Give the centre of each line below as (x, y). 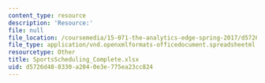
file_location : (33, 38)
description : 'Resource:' (50, 23)
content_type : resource (47, 15)
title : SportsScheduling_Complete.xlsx (74, 60)
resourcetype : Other (42, 52)
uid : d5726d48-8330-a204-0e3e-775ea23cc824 (81, 67)
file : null (26, 30)
